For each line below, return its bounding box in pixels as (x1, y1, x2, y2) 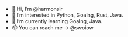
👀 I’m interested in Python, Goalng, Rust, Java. (11, 12, 123, 18)
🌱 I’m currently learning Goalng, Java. (11, 18, 103, 24)
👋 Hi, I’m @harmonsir (11, 6, 63, 12)
